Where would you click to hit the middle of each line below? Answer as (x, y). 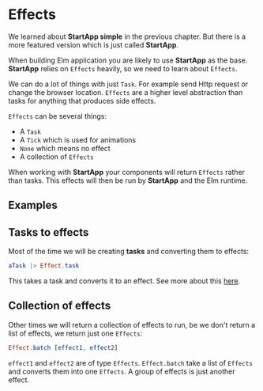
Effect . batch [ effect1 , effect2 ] (63, 347)
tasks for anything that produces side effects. (82, 101)
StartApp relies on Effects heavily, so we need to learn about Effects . (123, 68)
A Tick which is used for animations (78, 139)
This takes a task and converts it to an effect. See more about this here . (124, 281)
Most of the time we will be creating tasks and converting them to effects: (129, 252)
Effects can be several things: (57, 116)
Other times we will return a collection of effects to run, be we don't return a (132, 325)
